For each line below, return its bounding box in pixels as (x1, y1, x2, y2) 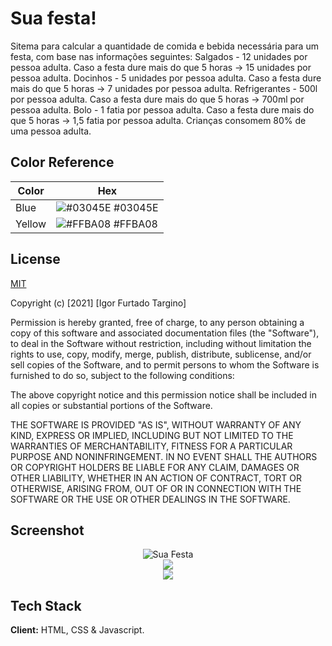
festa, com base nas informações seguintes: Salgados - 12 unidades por (10, 50, 308, 62)
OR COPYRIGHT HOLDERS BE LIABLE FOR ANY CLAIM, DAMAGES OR (10, 461, 300, 473)
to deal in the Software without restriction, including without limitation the (10, 337, 312, 349)
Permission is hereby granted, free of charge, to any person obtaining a (10, 316, 305, 328)
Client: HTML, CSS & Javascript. (10, 624, 145, 636)
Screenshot (10, 522, 85, 539)
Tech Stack (10, 597, 82, 614)
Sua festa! (10, 7, 97, 30)
